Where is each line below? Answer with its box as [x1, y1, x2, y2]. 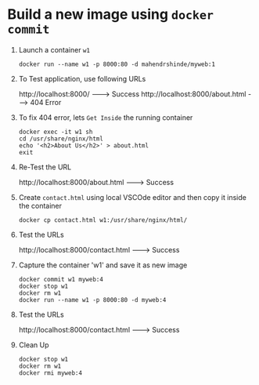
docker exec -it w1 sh [18, 128, 93, 136]
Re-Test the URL [18, 162, 72, 172]
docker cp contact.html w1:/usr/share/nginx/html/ [18, 216, 188, 224]
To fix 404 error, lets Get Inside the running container [18, 112, 193, 122]
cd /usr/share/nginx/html [18, 135, 103, 143]
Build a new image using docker [7, 5, 214, 24]
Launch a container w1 [18, 45, 91, 54]
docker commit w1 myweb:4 [18, 275, 103, 283]
